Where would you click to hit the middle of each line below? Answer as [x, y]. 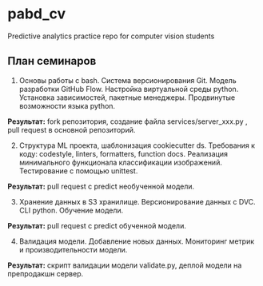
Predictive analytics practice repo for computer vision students [111, 36]
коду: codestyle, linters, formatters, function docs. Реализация [124, 153]
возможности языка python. [67, 105]
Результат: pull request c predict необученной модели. [101, 186]
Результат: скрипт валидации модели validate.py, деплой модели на [125, 265]
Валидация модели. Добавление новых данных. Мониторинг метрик [137, 241]
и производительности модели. [73, 249]
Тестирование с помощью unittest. [78, 171]
